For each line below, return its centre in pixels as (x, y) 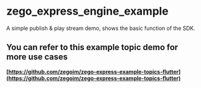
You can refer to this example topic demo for (92, 47)
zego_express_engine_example (87, 11)
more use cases (37, 57)
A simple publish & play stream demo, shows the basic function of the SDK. (101, 28)
